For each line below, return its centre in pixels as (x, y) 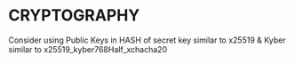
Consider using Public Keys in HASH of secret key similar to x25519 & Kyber (147, 40)
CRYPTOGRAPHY (74, 16)
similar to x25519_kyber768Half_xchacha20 (88, 49)
